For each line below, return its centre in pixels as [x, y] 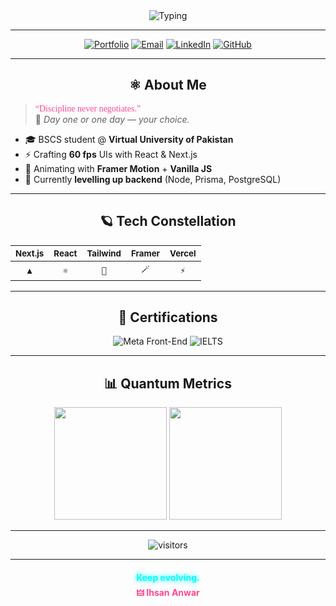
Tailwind [104, 253]
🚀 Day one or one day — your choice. [112, 119]
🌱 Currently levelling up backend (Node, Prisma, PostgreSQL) [153, 179]
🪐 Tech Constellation [168, 221]
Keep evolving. [168, 577]
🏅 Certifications [168, 317]
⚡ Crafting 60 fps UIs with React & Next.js [111, 154]
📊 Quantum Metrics [168, 383]
